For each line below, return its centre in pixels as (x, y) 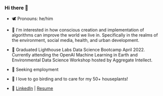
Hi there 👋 (17, 8)
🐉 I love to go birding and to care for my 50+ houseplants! (70, 79)
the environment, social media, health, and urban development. (75, 40)
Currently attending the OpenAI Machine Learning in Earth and (75, 55)
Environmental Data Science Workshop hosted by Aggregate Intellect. (82, 60)
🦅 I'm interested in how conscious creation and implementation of (78, 30)
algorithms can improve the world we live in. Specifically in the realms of (85, 35)
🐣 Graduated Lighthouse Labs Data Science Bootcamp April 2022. (78, 50)
